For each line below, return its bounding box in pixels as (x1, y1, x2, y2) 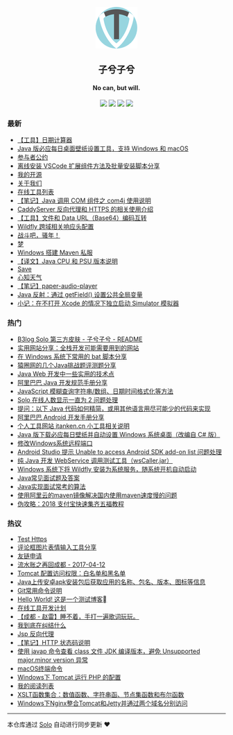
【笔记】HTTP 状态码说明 (17, 639, 91, 647)
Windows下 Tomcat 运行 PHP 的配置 (17, 673, 121, 682)
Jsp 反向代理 (17, 630, 54, 638)
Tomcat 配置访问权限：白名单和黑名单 (17, 569, 126, 578)
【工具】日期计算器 (17, 135, 73, 144)
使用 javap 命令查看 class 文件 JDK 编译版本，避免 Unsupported (17, 647, 200, 655)
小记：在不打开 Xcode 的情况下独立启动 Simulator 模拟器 (17, 299, 180, 307)
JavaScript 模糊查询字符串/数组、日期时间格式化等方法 (17, 387, 174, 395)
